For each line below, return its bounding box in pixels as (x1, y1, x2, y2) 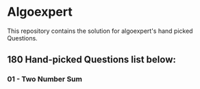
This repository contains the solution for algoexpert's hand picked (7, 27, 193, 35)
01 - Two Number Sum (7, 75, 82, 84)
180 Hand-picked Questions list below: (7, 54, 177, 66)
